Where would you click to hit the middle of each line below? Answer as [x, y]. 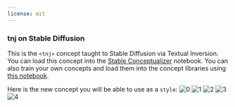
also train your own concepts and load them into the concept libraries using [117, 68]
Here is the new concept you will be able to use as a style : [93, 89]
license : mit [26, 14]
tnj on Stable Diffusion [46, 38]
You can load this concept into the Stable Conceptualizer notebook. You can [118, 61]
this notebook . [28, 76]
